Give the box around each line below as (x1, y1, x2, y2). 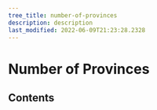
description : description (8, 19, 93, 27)
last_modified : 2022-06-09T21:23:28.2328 (8, 26, 146, 34)
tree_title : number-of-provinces (8, 11, 118, 20)
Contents (8, 91, 55, 104)
